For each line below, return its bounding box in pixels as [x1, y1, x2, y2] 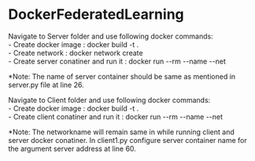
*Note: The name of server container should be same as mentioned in [8, 71, 236, 81]
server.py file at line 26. [8, 80, 84, 90]
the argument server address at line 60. [8, 144, 136, 153]
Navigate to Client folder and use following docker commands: [8, 95, 211, 104]
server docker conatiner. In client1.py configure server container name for [8, 135, 247, 145]
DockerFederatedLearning [8, 5, 185, 24]
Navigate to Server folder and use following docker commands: [8, 31, 214, 41]
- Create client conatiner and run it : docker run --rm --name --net [8, 112, 223, 121]
